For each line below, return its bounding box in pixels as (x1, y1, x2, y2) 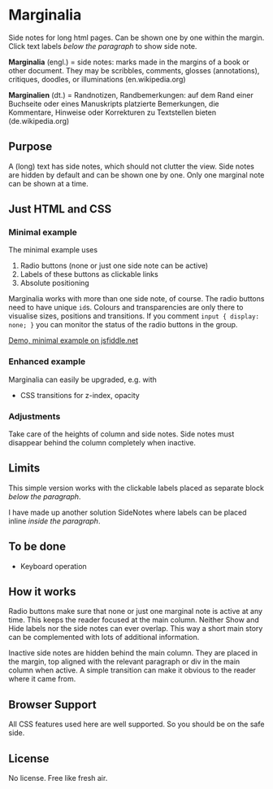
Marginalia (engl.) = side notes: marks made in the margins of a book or (8, 57, 250, 67)
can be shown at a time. (8, 178, 89, 188)
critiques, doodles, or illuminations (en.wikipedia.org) (8, 74, 186, 84)
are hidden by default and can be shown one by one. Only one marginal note (8, 169, 265, 180)
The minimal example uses (8, 245, 98, 255)
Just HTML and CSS (8, 202, 112, 217)
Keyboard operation (19, 561, 87, 571)
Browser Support (8, 698, 97, 712)
